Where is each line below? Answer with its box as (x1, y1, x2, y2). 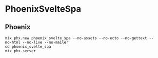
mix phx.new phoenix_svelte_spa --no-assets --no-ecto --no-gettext (5, 36, 147, 40)
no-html (5, 40, 21, 45)
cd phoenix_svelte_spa (5, 44, 51, 49)
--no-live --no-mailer (22, 40, 69, 45)
